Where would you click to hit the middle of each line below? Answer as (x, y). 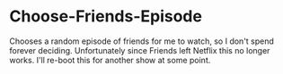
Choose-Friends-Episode (106, 16)
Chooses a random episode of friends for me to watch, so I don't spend (141, 41)
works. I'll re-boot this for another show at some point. (110, 60)
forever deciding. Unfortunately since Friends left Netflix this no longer (140, 50)
